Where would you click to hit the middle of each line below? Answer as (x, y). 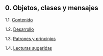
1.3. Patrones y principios (30, 38)
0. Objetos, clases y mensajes (52, 8)
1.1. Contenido (19, 19)
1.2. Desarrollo (20, 29)
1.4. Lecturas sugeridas (29, 48)
